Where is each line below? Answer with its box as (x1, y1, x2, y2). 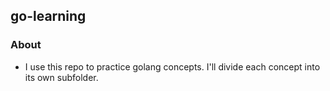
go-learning (10, 8, 87, 25)
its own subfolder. (24, 71, 99, 83)
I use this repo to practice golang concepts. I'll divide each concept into (24, 60, 321, 73)
